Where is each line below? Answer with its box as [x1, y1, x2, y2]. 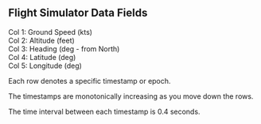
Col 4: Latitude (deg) [8, 52, 76, 62]
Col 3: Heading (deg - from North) [8, 43, 120, 54]
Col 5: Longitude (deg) [8, 61, 82, 70]
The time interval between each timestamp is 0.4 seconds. [8, 107, 201, 116]
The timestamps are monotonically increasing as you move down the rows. [8, 91, 254, 101]
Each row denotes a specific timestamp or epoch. [8, 76, 171, 85]
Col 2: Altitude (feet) [8, 36, 76, 45]
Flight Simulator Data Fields [8, 6, 148, 20]
